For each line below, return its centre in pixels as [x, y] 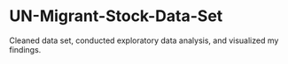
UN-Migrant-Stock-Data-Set [116, 16]
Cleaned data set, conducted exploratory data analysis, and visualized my [144, 40]
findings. [25, 49]
